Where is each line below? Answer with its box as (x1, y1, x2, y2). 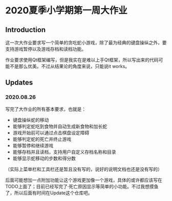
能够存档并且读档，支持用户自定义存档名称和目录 (12, 149, 116, 155)
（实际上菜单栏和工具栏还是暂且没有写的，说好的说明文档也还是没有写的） (5, 166, 162, 172)
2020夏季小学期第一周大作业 (5, 5, 128, 16)
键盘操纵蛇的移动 (12, 117, 49, 123)
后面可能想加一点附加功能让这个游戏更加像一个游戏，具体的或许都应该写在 (5, 177, 162, 183)
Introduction (5, 25, 46, 34)
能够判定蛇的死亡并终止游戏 (12, 136, 72, 142)
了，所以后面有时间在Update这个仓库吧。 (5, 190, 93, 196)
